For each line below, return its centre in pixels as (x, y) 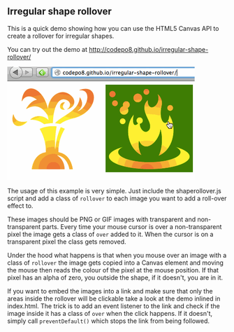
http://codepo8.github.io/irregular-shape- (148, 49)
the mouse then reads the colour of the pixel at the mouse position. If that (113, 270)
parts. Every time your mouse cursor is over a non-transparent (132, 226)
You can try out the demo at (47, 49)
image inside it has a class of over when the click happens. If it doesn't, (110, 313)
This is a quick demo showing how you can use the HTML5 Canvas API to (113, 28)
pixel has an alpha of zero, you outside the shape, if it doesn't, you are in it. (115, 277)
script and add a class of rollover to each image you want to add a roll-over (117, 198)
